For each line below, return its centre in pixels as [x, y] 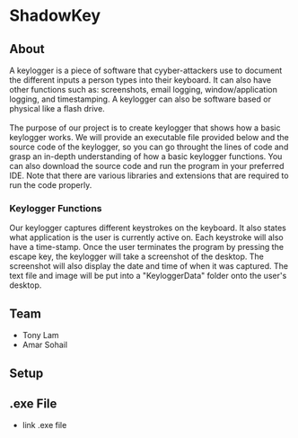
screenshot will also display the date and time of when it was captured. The [149, 266]
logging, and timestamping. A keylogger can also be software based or [140, 99]
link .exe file [44, 425]
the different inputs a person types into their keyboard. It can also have [140, 80]
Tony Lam [41, 335]
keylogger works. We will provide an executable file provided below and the [149, 137]
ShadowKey [55, 16]
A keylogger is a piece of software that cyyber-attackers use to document [146, 70]
